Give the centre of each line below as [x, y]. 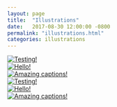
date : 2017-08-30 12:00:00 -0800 [59, 26]
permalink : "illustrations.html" [56, 33]
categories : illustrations [46, 40]
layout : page [26, 14]
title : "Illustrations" [43, 20]
